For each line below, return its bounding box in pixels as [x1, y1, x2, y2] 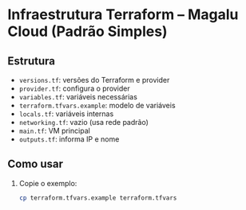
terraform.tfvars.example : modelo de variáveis [18, 101, 177, 110]
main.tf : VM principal [18, 126, 91, 135]
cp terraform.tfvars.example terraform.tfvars [18, 193, 177, 202]
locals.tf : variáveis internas [18, 109, 114, 119]
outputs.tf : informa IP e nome [18, 134, 120, 144]
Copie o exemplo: [18, 178, 77, 188]
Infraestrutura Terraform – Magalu [7, 6, 239, 24]
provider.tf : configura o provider [18, 84, 131, 93]
